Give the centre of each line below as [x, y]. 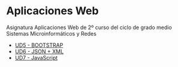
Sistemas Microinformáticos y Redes [52, 33]
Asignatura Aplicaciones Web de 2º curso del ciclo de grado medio [89, 27]
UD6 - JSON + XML [39, 51]
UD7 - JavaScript [36, 58]
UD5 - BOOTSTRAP [39, 45]
